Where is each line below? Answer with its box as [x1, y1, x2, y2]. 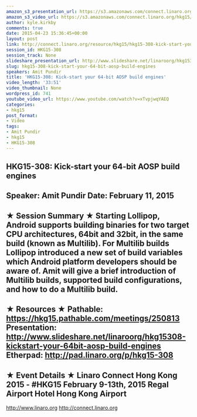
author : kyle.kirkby [6, 19, 57, 25]
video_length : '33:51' [6, 80, 62, 86]
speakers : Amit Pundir [6, 69, 62, 75]
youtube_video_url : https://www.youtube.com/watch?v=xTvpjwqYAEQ [6, 96, 169, 102]
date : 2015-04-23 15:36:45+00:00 [6, 31, 88, 36]
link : [6, 42, 19, 48]
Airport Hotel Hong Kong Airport [6, 389, 127, 399]
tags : [6, 124, 19, 129]
